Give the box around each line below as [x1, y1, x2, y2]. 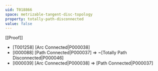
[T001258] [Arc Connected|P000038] [12, 44, 90, 50]
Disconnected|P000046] [12, 55, 64, 61]
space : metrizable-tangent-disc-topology [5, 12, 93, 17]
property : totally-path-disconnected [5, 16, 84, 21]
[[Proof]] [5, 35, 23, 41]
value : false [5, 21, 32, 26]
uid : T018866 [5, 7, 32, 12]
